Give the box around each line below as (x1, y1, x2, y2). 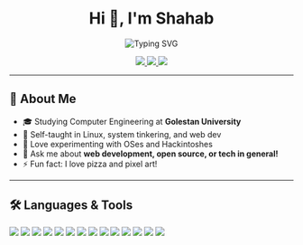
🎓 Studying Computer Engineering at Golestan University (22, 116, 242, 127)
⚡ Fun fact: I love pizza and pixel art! (22, 158, 158, 169)
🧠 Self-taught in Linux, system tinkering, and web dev (22, 128, 222, 139)
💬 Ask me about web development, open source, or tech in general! (22, 148, 279, 159)
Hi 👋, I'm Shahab (88, 8, 215, 29)
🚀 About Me (9, 91, 77, 107)
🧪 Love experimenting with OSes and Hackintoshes (22, 138, 214, 149)
